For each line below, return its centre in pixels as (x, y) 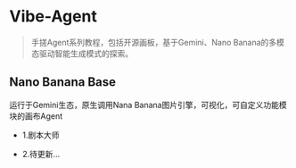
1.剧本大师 (41, 135)
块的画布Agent (36, 116)
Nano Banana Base (63, 82)
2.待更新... (41, 154)
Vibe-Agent (53, 17)
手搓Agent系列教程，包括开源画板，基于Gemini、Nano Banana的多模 (158, 42)
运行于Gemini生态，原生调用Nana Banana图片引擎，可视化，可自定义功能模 (148, 105)
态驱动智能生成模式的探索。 (82, 53)
